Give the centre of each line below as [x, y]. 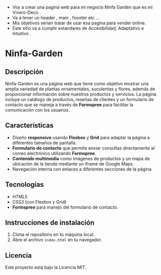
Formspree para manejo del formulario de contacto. [65, 207]
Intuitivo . [22, 33]
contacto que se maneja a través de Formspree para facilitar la [69, 105]
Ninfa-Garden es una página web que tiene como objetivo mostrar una [77, 83]
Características [29, 126]
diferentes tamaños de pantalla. [44, 143]
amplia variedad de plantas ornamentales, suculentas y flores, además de [80, 89]
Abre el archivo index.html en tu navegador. [57, 240]
